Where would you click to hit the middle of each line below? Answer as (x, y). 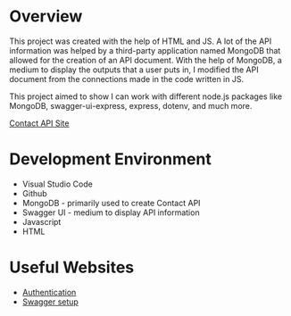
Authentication (49, 292)
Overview (46, 17)
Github (34, 193)
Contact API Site (39, 123)
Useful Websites (72, 267)
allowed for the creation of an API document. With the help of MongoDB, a (146, 60)
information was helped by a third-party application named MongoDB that (145, 50)
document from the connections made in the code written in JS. (126, 79)
